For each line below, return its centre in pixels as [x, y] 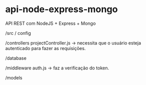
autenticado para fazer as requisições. [46, 48]
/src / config [18, 33]
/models [14, 77]
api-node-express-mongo [62, 9]
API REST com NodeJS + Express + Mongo [51, 23]
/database [16, 58]
